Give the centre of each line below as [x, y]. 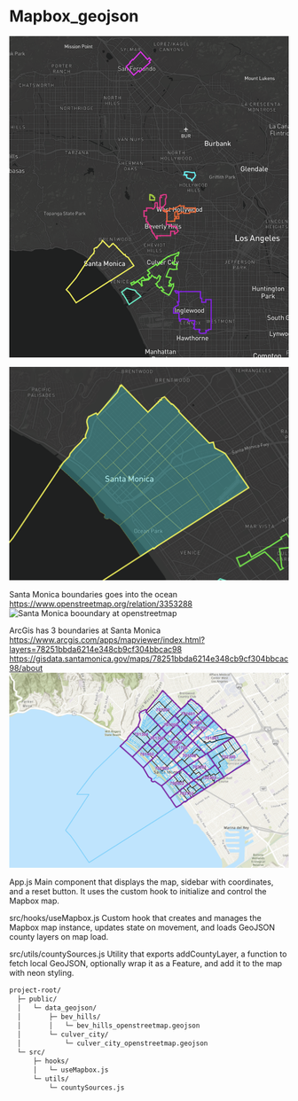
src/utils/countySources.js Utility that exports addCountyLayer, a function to [148, 954]
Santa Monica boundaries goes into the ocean [94, 594]
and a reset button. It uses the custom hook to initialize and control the [138, 892]
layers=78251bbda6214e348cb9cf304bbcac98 [96, 649]
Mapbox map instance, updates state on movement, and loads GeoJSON [142, 927]
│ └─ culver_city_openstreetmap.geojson [113, 1043]
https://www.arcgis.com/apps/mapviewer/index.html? [107, 639]
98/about [26, 668]
